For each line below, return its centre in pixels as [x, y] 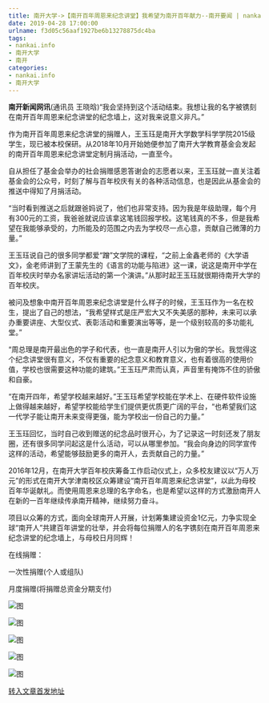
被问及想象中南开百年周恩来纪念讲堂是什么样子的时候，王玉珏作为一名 [124, 302]
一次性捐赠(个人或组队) [46, 572]
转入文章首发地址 [36, 691]
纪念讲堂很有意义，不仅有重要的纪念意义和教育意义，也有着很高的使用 [130, 359]
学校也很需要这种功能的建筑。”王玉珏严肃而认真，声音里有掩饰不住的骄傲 [141, 369]
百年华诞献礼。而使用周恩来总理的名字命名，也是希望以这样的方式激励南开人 [134, 491]
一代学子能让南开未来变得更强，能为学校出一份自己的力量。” [106, 416]
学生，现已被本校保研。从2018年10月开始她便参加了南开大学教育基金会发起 [132, 143]
